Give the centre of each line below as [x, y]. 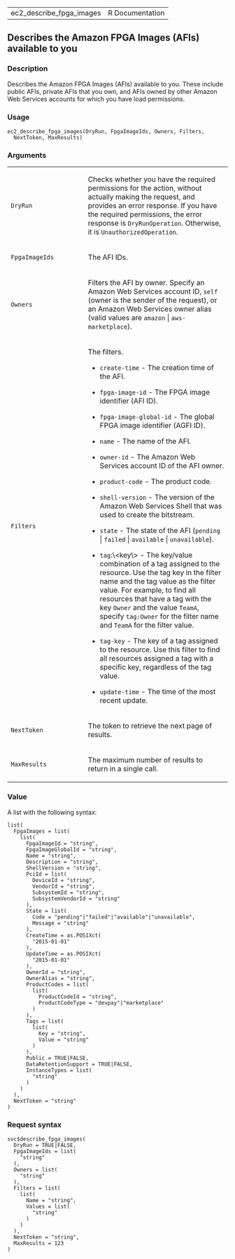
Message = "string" [61, 923]
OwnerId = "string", [56, 972]
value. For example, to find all [148, 590]
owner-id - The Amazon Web [148, 457]
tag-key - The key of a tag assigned [159, 641]
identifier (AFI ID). [129, 401]
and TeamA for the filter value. [147, 625]
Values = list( [48, 1206]
